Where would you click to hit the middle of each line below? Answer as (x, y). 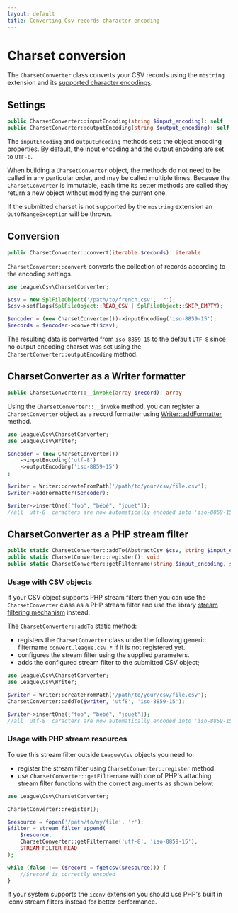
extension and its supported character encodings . (80, 83)
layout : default (31, 14)
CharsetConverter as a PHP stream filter (98, 534)
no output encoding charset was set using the (74, 347)
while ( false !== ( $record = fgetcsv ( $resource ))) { (87, 868)
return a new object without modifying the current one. (87, 193)
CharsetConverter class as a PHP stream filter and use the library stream (113, 605)
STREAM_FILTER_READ (49, 848)
